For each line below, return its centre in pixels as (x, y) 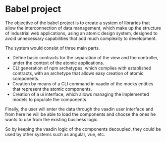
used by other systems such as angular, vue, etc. (55, 134)
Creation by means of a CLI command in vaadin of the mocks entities (83, 84)
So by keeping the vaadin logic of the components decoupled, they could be (83, 129)
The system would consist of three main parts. (53, 48)
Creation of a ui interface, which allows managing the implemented (81, 94)
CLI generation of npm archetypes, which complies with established (82, 68)
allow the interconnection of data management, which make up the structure (83, 28)
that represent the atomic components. (52, 89)
